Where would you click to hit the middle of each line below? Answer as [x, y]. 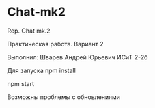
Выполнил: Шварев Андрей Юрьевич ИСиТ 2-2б [77, 57]
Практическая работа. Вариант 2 [55, 44]
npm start [21, 83]
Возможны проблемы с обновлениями [64, 97]
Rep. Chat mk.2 [29, 31]
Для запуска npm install [42, 70]
